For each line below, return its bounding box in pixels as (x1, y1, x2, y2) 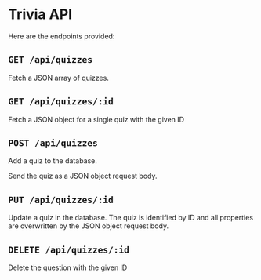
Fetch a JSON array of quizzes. (8, 73, 110, 82)
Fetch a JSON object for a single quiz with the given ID (8, 115, 185, 124)
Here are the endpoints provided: (8, 31, 115, 41)
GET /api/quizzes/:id (8, 96, 114, 107)
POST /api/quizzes (8, 137, 98, 148)
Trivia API (8, 5, 73, 24)
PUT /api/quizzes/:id (8, 194, 114, 205)
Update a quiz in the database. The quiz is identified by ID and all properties (8, 213, 253, 223)
